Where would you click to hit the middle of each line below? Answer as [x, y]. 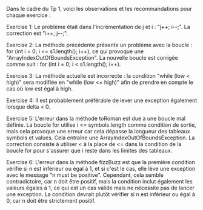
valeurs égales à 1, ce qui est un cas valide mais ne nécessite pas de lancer [101, 188]
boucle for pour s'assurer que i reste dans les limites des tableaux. [89, 151]
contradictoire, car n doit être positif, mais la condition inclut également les [99, 181]
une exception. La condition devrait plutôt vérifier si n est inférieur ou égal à [101, 194]
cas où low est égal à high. [40, 89]
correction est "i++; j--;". [37, 33]
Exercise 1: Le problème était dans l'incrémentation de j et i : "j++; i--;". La [98, 27]
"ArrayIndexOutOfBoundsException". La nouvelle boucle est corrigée [92, 58]
